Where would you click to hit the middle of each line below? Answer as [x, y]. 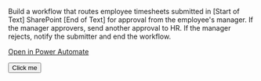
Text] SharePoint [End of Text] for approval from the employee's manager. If [130, 20]
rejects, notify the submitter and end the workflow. [89, 36]
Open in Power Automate [49, 52]
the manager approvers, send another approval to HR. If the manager [120, 28]
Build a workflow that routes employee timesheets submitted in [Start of [124, 11]
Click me [25, 68]
